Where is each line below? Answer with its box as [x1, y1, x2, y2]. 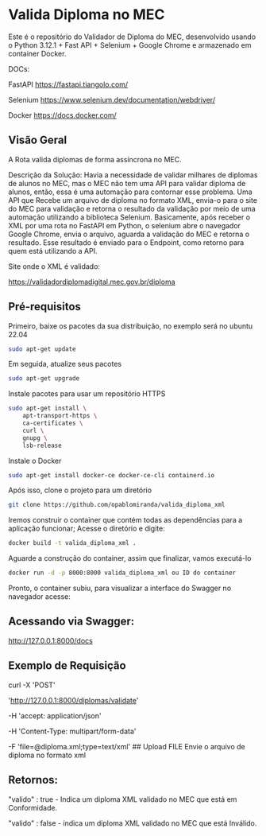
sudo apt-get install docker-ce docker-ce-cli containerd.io [8, 471, 215, 479]
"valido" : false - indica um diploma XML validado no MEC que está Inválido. [8, 818, 257, 828]
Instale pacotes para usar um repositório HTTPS [8, 389, 166, 399]
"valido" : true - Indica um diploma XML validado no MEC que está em [8, 794, 237, 804]
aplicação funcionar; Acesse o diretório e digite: [8, 523, 165, 534]
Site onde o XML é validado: [8, 261, 101, 271]
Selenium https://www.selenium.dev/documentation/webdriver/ [8, 95, 216, 104]
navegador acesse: [8, 592, 71, 601]
